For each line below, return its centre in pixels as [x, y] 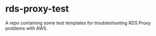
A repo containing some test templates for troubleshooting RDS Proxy [78, 23]
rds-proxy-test [37, 9]
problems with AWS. [27, 28]
